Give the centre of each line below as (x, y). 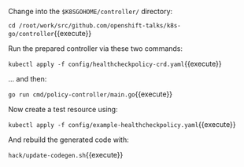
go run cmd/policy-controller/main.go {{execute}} (91, 94)
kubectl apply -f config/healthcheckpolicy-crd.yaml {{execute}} (115, 64)
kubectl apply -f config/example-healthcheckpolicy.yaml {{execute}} (122, 124)
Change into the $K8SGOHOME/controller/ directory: (91, 11)
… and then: (28, 79)
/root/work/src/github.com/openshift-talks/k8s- (100, 26)
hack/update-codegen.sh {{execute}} (66, 155)
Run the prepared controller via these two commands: (96, 49)
